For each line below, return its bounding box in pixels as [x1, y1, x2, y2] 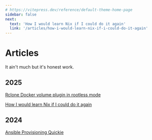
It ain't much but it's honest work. [5, 64, 74, 70]
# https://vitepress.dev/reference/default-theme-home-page [5, 7, 133, 12]
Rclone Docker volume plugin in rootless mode [5, 91, 101, 97]
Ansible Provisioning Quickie [5, 129, 64, 135]
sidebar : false [5, 12, 37, 17]
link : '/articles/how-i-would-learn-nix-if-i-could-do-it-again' [9, 26, 149, 31]
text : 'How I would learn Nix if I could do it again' [9, 21, 126, 26]
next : [5, 16, 16, 21]
